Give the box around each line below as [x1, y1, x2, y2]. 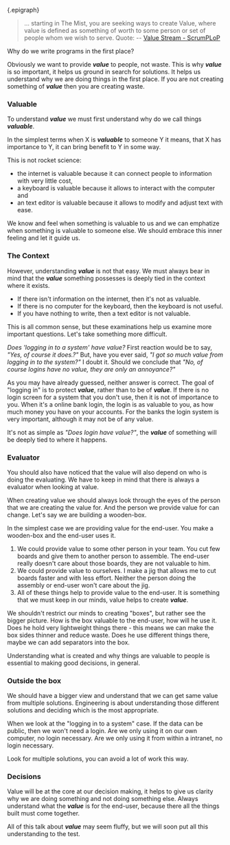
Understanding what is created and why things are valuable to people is [7, 651, 211, 660]
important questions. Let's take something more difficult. [7, 330, 168, 338]
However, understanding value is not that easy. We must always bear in [7, 267, 210, 275]
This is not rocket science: [7, 156, 82, 164]
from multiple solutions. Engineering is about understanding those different [7, 699, 220, 707]
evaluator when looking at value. [7, 482, 100, 491]
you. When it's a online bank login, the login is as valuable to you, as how [7, 400, 214, 408]
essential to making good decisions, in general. [7, 659, 141, 667]
